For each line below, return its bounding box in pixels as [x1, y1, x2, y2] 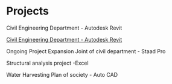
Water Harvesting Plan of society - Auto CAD [6, 71, 118, 78]
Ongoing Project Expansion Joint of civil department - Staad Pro [6, 47, 166, 55]
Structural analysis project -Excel [6, 59, 89, 66]
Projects [6, 4, 49, 18]
